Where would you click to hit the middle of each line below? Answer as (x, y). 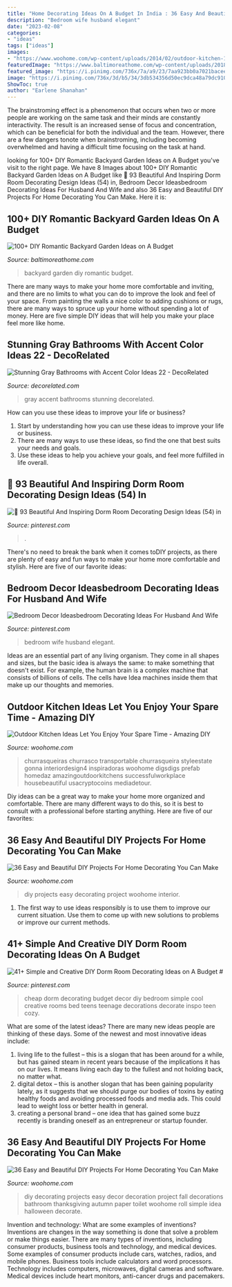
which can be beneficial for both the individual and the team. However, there (116, 133)
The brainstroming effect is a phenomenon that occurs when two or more (112, 111)
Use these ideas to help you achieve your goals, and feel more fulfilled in (120, 455)
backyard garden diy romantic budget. (78, 273)
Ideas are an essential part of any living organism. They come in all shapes (113, 656)
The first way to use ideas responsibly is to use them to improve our (114, 908)
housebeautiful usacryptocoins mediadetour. (88, 783)
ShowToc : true (28, 84)
